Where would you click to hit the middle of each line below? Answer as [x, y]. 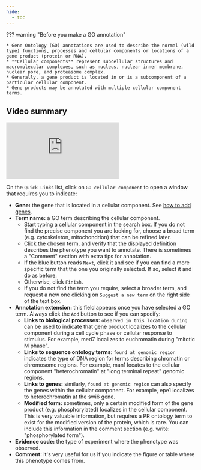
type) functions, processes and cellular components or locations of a [97, 51]
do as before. [40, 276]
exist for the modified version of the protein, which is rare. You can [106, 423]
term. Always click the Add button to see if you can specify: [88, 314]
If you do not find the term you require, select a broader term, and [105, 288]
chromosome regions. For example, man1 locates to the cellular [102, 365]
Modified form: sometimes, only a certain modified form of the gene [109, 403]
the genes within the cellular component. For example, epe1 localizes [109, 391]
